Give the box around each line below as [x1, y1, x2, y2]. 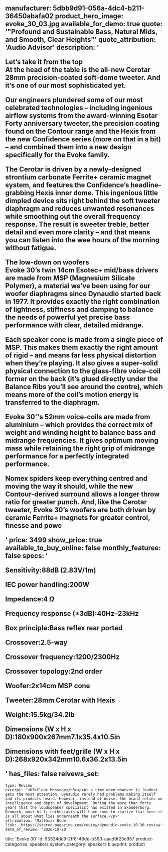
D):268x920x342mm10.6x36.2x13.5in [5, 755, 128, 764]
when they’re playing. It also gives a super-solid [5, 359, 158, 367]
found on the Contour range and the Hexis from [5, 127, 156, 136]
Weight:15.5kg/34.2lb [5, 711, 75, 719]
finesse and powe [5, 521, 62, 530]
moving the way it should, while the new [5, 482, 133, 491]
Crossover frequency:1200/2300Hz [5, 653, 120, 661]
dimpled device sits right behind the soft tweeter [5, 197, 160, 205]
